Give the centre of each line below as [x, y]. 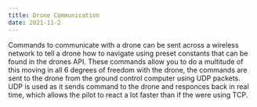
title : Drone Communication [54, 15]
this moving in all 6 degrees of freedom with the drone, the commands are [128, 70]
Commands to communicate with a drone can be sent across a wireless [123, 45]
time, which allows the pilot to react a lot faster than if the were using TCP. [128, 95]
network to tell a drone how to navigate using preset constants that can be [128, 53]
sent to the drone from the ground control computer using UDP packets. [124, 78]
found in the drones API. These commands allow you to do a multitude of [126, 61]
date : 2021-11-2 [34, 23]
